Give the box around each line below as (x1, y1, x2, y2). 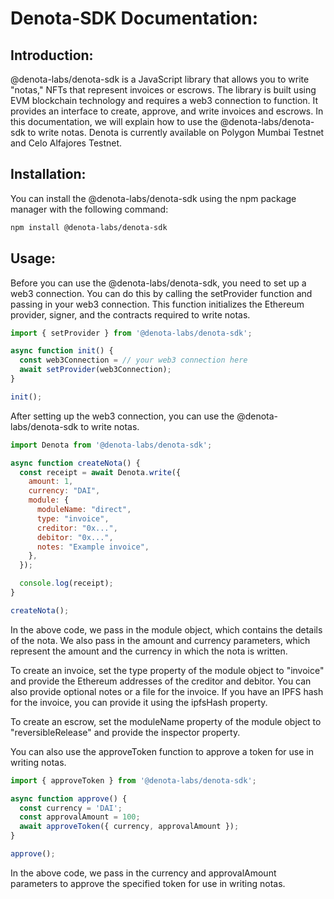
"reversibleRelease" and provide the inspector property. (10, 726, 241, 738)
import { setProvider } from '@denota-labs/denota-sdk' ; (10, 328, 253, 338)
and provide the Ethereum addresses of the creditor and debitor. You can (10, 675, 312, 687)
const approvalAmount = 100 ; (19, 812, 141, 822)
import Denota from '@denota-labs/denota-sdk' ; (10, 440, 213, 450)
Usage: (10, 250, 57, 267)
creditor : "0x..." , (36, 523, 118, 533)
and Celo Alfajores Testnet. (10, 137, 123, 149)
